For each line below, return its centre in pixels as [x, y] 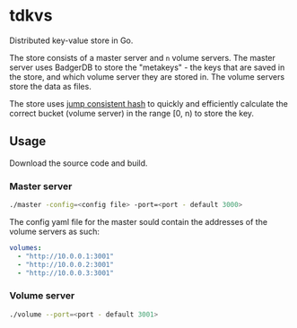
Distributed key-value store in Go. [71, 40]
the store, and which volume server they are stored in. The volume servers [147, 76]
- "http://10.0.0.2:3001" [66, 264]
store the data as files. [50, 86]
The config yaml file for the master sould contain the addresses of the [138, 221]
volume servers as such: [55, 231]
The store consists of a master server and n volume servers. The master [143, 57]
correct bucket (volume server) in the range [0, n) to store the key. [131, 113]
